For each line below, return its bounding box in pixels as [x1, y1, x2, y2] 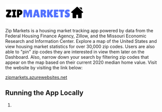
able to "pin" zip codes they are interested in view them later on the [5, 49, 144, 55]
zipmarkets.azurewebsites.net [5, 74, 68, 80]
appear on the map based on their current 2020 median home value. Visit [5, 59, 157, 65]
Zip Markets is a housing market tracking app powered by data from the [5, 28, 153, 33]
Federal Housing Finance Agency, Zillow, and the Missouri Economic [5, 33, 146, 39]
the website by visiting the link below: [5, 65, 83, 71]
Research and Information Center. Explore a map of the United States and [5, 38, 157, 44]
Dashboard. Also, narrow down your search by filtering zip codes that [5, 54, 149, 60]
